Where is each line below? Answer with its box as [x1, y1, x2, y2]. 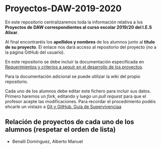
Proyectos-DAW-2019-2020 [5, 3, 122, 14]
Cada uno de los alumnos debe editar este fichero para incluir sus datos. [5, 88, 151, 94]
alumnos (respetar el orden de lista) [5, 126, 116, 134]
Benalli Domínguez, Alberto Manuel [12, 138, 83, 144]
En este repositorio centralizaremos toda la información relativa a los [5, 19, 143, 25]
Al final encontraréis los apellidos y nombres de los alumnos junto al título [5, 39, 155, 44]
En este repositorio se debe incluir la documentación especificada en [5, 59, 144, 64]
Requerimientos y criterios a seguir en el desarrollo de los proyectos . [5, 64, 143, 70]
